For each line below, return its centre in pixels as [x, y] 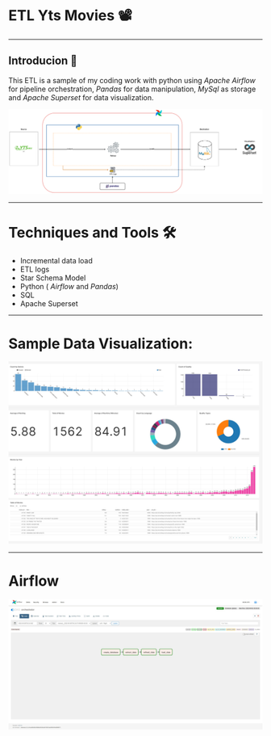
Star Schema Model [53, 278]
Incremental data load [56, 260]
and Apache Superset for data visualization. [81, 97]
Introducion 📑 [43, 61]
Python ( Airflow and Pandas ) [69, 286]
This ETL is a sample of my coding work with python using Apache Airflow [132, 80]
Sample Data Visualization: [101, 343]
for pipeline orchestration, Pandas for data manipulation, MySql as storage [132, 89]
